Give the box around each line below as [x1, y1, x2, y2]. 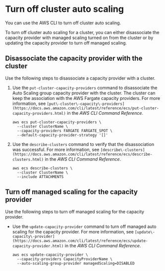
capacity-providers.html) [12, 111, 66, 116]
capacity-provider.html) [12, 243, 64, 248]
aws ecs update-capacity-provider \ [12, 252, 88, 257]
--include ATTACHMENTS [17, 174, 64, 179]
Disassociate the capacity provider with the [5, 54, 143, 63]
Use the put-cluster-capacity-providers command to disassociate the [12, 85, 158, 90]
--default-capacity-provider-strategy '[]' [17, 133, 108, 137]
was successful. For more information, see [12, 146, 100, 152]
